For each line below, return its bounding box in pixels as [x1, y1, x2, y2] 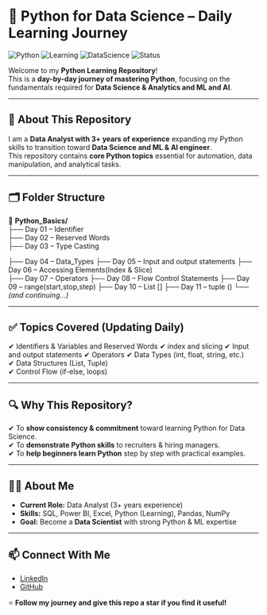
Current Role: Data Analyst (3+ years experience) [19, 500, 184, 509]
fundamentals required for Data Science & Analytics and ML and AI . [8, 83, 233, 92]
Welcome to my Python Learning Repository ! [8, 65, 158, 75]
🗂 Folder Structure [8, 190, 106, 205]
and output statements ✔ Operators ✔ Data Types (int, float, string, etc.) [8, 350, 245, 359]
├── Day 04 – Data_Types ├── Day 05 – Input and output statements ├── [8, 256, 253, 266]
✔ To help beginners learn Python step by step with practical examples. [8, 448, 246, 459]
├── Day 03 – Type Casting [8, 241, 99, 251]
